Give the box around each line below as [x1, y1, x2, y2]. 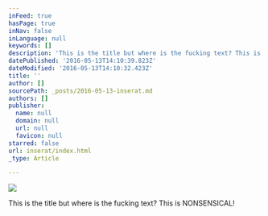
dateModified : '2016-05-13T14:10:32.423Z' [8, 64, 153, 73]
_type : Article [8, 154, 60, 162]
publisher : [8, 102, 45, 110]
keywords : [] [8, 42, 52, 50]
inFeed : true [8, 11, 52, 20]
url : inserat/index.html [8, 147, 92, 155]
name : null [15, 110, 52, 118]
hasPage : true [8, 19, 56, 27]
